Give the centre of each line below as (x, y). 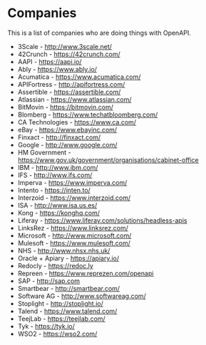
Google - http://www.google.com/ (67, 144)
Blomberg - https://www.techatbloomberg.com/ (88, 115)
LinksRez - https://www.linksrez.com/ (73, 228)
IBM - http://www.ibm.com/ (58, 167)
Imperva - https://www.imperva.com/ (72, 182)
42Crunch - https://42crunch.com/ (69, 54)
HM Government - (44, 152)
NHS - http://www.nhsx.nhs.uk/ (64, 250)
